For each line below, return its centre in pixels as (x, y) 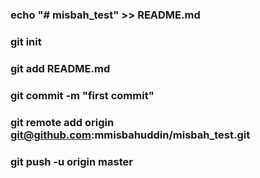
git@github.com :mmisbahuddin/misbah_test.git (130, 135)
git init (26, 41)
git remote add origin (62, 122)
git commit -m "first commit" (82, 95)
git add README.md (60, 68)
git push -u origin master (71, 161)
